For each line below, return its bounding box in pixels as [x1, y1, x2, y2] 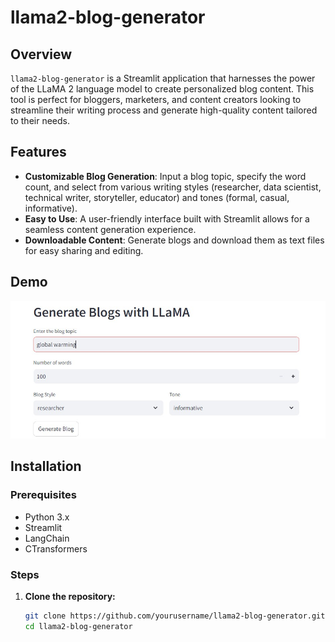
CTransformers [24, 542, 88, 555]
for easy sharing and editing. [24, 244, 144, 256]
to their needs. [10, 115, 70, 126]
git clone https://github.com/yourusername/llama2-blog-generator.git [24, 611, 326, 621]
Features [10, 144, 67, 161]
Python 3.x [24, 511, 70, 523]
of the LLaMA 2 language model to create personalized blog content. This [10, 83, 315, 95]
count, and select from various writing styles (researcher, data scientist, [24, 181, 322, 193]
